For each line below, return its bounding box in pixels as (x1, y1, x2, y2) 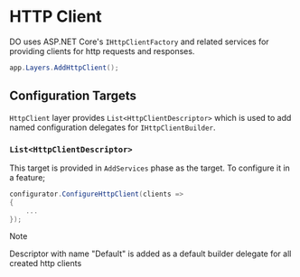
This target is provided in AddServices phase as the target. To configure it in (9, 162, 291, 173)
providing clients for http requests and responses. (9, 45, 195, 56)
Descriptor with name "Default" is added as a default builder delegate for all (9, 248, 292, 259)
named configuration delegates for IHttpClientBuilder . (9, 122, 216, 133)
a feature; (9, 171, 46, 182)
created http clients (9, 258, 82, 269)
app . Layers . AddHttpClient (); (9, 63, 119, 72)
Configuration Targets (9, 88, 137, 104)
